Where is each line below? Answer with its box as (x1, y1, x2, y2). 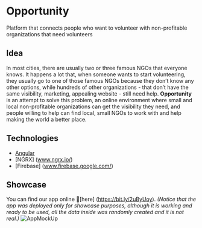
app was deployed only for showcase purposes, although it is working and (6, 202, 192, 209)
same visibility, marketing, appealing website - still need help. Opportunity (6, 90, 192, 97)
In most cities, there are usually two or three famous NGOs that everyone (6, 64, 188, 71)
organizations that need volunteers (6, 30, 93, 37)
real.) (6, 215, 20, 222)
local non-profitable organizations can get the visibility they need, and (6, 103, 181, 110)
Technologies (6, 133, 59, 143)
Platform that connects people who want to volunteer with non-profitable (6, 24, 188, 31)
